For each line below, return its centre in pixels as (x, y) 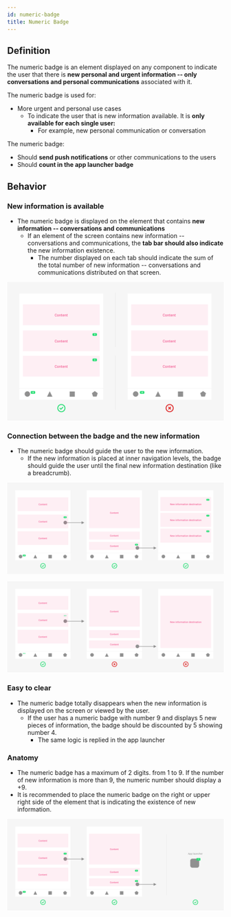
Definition (29, 51)
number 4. (42, 732)
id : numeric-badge (33, 14)
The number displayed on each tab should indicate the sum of (125, 258)
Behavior (27, 186)
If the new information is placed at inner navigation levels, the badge (124, 458)
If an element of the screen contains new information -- (106, 236)
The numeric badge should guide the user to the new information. (110, 451)
